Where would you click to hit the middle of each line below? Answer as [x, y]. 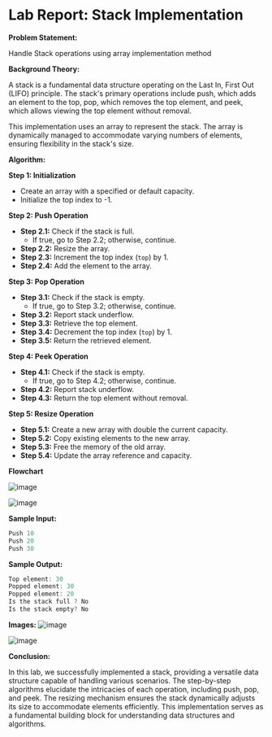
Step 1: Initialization [42, 175]
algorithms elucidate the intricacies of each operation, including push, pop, [134, 689]
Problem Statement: [43, 37]
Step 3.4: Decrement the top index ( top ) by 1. [96, 332]
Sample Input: [32, 518]
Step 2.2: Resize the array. [65, 248]
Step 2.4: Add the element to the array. [86, 265]
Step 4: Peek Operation [48, 356]
